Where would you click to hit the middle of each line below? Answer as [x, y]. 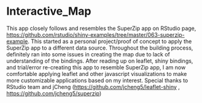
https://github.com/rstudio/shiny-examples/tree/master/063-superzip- [96, 34]
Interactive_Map [49, 11]
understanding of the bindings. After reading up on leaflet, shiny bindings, [100, 61]
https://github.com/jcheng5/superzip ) [54, 93]
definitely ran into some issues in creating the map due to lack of [88, 54]
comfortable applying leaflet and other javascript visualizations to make [97, 74]
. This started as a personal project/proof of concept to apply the [110, 41]
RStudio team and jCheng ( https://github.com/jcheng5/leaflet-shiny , [93, 86]
